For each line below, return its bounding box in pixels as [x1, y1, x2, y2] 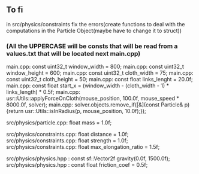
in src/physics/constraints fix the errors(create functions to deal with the [6, 20, 185, 28]
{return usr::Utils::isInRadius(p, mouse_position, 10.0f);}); [6, 108, 147, 115]
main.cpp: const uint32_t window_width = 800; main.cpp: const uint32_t [6, 63, 185, 71]
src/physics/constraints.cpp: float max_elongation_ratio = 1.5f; [6, 144, 160, 151]
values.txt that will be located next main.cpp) [6, 49, 141, 57]
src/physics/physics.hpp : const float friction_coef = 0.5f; [6, 161, 148, 169]
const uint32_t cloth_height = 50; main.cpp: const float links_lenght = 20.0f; [6, 76, 193, 83]
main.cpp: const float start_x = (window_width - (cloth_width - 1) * [6, 82, 170, 89]
